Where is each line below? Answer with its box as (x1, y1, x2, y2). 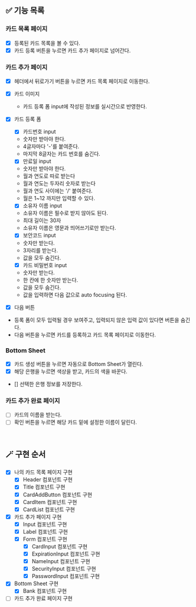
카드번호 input (22, 128, 57, 135)
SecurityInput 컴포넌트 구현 (31, 565, 97, 573)
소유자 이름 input (22, 202, 63, 209)
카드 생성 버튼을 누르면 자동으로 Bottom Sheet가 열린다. (14, 360, 143, 367)
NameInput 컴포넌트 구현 (31, 558, 90, 565)
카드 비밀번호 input (22, 261, 67, 268)
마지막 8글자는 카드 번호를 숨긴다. (22, 150, 101, 158)
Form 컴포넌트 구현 (22, 535, 67, 542)
